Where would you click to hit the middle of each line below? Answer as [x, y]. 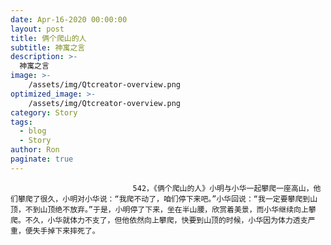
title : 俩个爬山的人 [48, 38]
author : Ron [35, 150]
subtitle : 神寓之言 [48, 47]
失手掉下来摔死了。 [66, 231]
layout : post [37, 29]
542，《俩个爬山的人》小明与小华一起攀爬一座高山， [223, 188]
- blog [33, 131]
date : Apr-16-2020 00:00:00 [69, 19]
